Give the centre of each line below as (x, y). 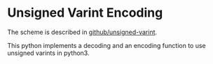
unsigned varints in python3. (48, 53)
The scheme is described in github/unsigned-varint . (82, 32)
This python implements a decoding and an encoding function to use (107, 45)
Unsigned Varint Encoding (85, 13)
